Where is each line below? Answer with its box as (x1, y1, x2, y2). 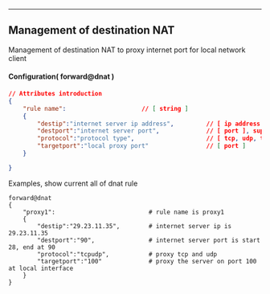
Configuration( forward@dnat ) (8, 71, 115, 81)
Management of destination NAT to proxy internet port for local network (8, 45, 246, 55)
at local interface (8, 264, 74, 272)
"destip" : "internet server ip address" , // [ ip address (37, 120, 261, 128)
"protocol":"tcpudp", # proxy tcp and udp (37, 250, 218, 258)
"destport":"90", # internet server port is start (37, 236, 261, 244)
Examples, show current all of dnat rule (8, 178, 138, 188)
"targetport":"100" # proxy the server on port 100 (37, 257, 257, 265)
